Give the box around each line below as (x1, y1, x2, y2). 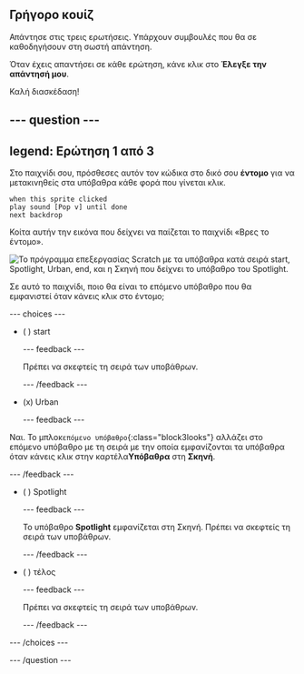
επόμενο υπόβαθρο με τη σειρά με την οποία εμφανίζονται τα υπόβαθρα (9, 441, 286, 453)
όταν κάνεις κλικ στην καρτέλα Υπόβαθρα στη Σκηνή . (9, 451, 216, 462)
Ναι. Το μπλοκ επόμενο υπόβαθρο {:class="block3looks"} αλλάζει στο (9, 432, 263, 443)
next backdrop (9, 211, 64, 220)
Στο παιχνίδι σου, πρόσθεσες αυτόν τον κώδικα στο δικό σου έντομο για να (9, 167, 295, 178)
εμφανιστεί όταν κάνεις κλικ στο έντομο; (9, 291, 165, 302)
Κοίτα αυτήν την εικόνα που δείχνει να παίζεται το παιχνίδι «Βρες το (9, 226, 270, 237)
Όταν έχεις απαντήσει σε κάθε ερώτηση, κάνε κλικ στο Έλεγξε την (9, 58, 268, 69)
